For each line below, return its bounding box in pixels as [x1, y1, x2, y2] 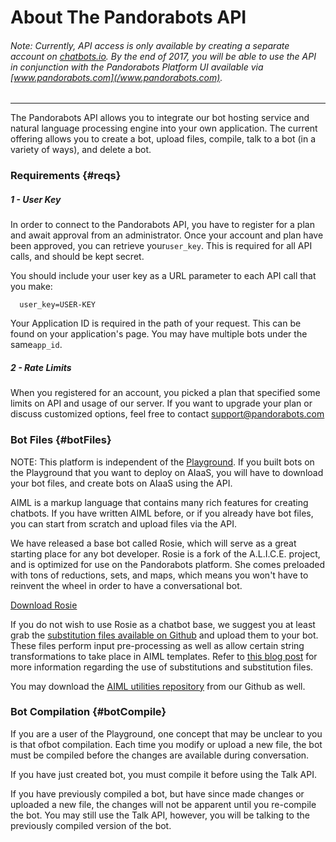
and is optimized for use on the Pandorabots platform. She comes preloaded [10, 558, 326, 570]
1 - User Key [10, 193, 62, 205]
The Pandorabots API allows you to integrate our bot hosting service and [10, 112, 310, 124]
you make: [10, 281, 53, 293]
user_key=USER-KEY [19, 300, 97, 310]
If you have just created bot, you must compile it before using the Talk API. [10, 768, 317, 780]
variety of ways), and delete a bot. [10, 144, 152, 156]
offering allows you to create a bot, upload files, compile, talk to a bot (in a [10, 133, 317, 145]
